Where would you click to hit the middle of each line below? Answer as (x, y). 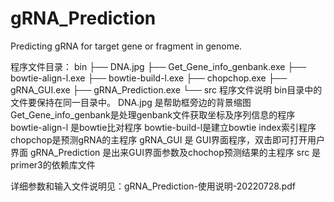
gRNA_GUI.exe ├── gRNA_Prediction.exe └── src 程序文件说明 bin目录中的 (166, 89)
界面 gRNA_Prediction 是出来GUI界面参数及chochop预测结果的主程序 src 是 (166, 152)
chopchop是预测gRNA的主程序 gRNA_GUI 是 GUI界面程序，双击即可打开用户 (167, 139)
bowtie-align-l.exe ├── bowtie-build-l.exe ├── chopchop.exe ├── (149, 78)
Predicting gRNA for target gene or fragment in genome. (126, 46)
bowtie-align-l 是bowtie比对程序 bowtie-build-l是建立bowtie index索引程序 (163, 127)
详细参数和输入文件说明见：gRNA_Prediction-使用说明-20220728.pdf (153, 186)
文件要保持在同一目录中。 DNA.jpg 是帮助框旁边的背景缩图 (131, 102)
